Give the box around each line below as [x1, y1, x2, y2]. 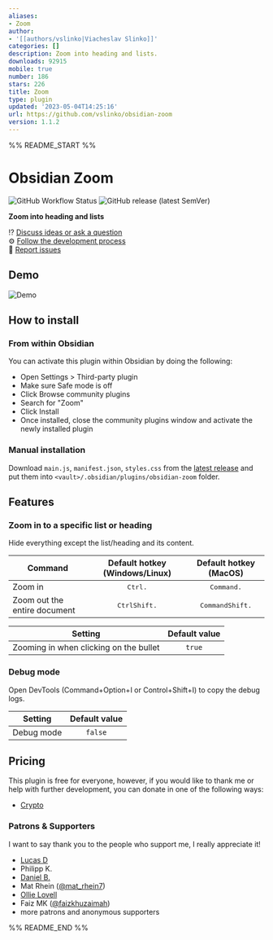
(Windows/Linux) [102, 568, 172, 579]
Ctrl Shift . [117, 600, 158, 609]
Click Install [19, 406, 59, 416]
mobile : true [8, 65, 53, 73]
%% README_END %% [8, 922, 89, 933]
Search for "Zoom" [19, 398, 84, 408]
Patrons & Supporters [8, 820, 96, 832]
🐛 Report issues [8, 244, 62, 254]
